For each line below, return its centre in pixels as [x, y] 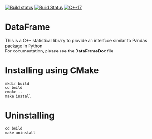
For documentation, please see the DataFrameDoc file [59, 51]
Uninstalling [30, 115]
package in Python [24, 46]
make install [18, 96]
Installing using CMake [52, 71]
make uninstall [20, 133]
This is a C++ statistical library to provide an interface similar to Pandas [76, 40]
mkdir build [17, 83]
